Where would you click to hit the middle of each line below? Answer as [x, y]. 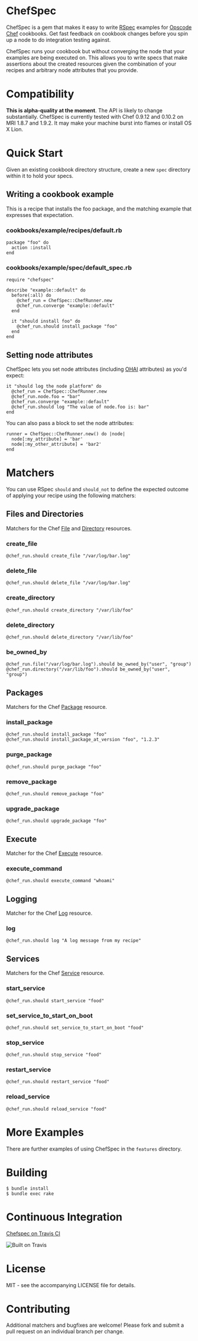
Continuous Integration [64, 1217]
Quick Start [35, 153]
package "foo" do [27, 242]
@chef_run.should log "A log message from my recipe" [74, 941]
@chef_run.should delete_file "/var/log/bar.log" [69, 583]
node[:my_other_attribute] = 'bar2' [56, 445]
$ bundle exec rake [30, 1193]
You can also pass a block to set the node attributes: [70, 423]
